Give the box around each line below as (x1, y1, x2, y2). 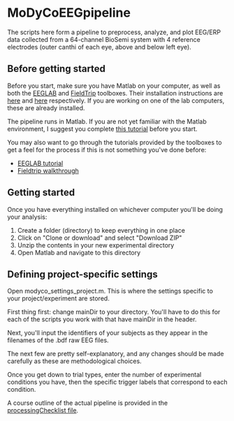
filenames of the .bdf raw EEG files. (7, 336, 110, 344)
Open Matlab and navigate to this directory (17, 248, 141, 257)
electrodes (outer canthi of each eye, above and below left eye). (7, 43, 192, 51)
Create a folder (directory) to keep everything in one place (17, 226, 185, 234)
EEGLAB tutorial (17, 159, 64, 167)
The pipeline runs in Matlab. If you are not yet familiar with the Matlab (7, 117, 207, 125)
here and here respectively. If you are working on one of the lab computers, (7, 96, 225, 105)
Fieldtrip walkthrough (17, 166, 79, 175)
